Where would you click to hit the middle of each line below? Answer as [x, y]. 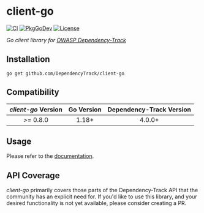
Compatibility [33, 92]
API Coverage [33, 175]
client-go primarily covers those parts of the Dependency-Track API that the [102, 190]
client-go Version [36, 110]
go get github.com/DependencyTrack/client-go [65, 73]
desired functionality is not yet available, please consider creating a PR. [96, 203]
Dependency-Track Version [149, 110]
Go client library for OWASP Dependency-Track [66, 40]
